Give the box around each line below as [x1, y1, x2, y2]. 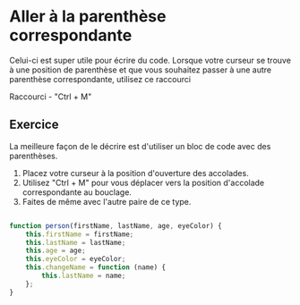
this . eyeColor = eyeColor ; [25, 255, 126, 264]
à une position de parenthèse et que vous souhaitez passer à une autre [9, 64, 271, 75]
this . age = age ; [25, 246, 87, 256]
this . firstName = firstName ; [25, 230, 134, 239]
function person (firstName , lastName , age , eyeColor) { [9, 221, 222, 230]
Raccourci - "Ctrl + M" [9, 91, 92, 102]
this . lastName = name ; [41, 271, 126, 280]
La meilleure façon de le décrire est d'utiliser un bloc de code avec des [9, 140, 271, 151]
